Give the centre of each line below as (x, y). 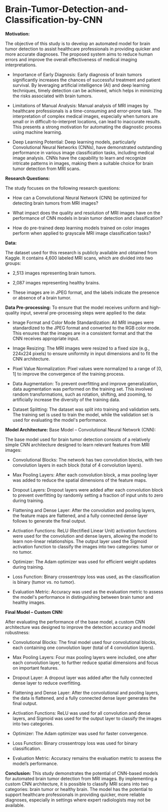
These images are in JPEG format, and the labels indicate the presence (86, 292)
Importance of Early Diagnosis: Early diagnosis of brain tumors (77, 74)
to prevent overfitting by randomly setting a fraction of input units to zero (88, 495)
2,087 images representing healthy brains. (56, 282)
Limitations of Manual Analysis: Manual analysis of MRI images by (80, 105)
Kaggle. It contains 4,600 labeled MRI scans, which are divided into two (79, 258)
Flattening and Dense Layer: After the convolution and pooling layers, (84, 510)
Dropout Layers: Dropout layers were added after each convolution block (88, 490)
